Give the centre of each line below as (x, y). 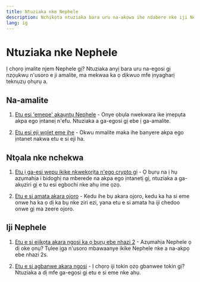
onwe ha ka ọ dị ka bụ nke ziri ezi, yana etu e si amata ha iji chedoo (97, 202)
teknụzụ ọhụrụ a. (27, 82)
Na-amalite (27, 100)
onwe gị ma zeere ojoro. (44, 209)
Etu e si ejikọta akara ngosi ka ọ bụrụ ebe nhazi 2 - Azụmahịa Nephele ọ (103, 241)
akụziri (23, 184)
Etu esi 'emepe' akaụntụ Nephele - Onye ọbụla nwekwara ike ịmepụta (100, 114)
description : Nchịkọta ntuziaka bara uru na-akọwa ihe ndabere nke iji (97, 17)
